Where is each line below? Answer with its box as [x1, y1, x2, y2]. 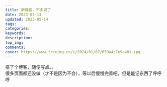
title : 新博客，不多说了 [5, 7, 51, 13]
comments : [5, 45, 26, 50]
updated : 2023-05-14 [5, 17, 49, 22]
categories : [5, 26, 30, 31]
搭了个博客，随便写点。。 [5, 64, 56, 70]
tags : [5, 21, 17, 27]
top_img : [5, 40, 24, 45]
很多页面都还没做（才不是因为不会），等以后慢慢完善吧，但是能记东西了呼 [5, 70, 157, 76]
